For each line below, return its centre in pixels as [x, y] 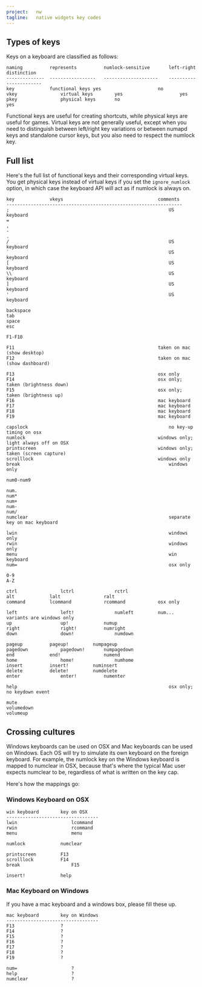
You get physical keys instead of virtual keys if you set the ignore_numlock [98, 182]
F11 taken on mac [98, 348]
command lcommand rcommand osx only [93, 602]
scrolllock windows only [98, 459]
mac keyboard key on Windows [52, 915]
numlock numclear [44, 844]
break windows [97, 464]
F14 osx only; [94, 380]
